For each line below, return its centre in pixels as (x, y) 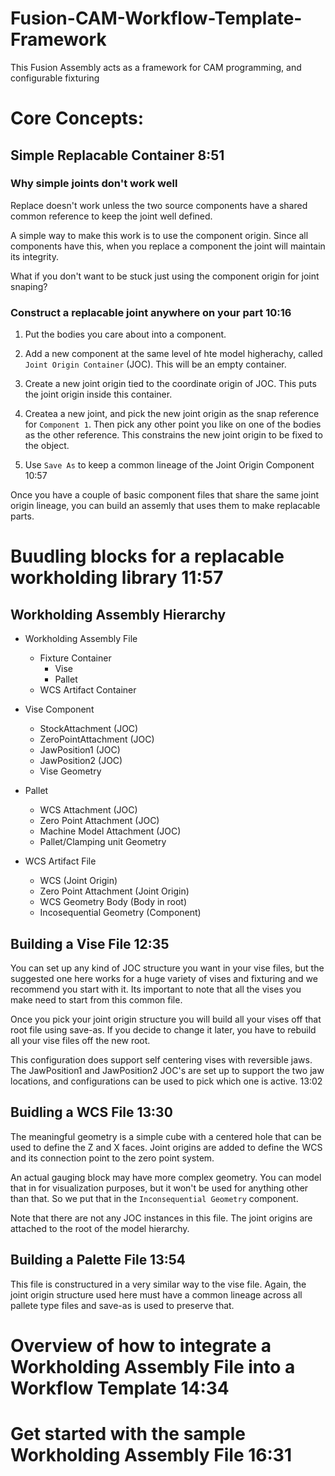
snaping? (29, 286)
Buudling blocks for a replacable (147, 556)
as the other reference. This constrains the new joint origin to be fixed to (173, 435)
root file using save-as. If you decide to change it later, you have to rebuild (163, 1029)
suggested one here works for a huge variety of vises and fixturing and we (164, 978)
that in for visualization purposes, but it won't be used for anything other (159, 1188)
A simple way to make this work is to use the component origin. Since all (159, 235)
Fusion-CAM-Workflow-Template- (156, 18)
